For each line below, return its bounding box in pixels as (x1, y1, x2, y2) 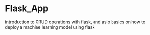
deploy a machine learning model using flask (5, 24, 95, 30)
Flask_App (5, 3, 49, 14)
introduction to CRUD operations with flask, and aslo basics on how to (5, 19, 146, 25)
